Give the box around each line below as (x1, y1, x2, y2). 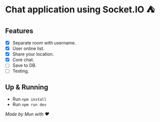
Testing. (12, 68, 29, 74)
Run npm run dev (12, 101, 47, 107)
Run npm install (12, 96, 47, 102)
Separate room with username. (12, 40, 76, 45)
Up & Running (5, 82, 48, 91)
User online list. (12, 45, 45, 51)
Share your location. (12, 51, 54, 57)
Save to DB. (12, 62, 37, 68)
